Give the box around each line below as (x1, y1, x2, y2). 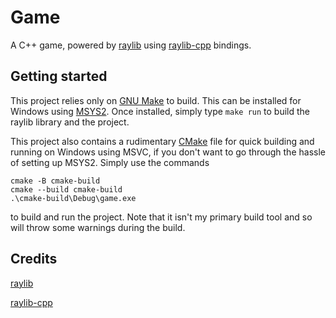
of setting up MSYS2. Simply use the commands (10, 156, 210, 168)
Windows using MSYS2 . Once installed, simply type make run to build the (10, 105, 310, 117)
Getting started (10, 68, 108, 85)
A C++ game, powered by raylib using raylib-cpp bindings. (10, 39, 252, 51)
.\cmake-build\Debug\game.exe (10, 193, 137, 203)
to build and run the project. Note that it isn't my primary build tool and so (10, 211, 313, 223)
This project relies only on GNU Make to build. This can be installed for (10, 94, 302, 106)
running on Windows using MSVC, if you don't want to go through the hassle (10, 146, 326, 158)
